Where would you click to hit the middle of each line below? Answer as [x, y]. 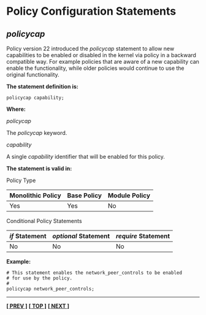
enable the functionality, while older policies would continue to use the [95, 68]
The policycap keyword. [37, 133]
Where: [16, 109]
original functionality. [33, 74]
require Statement [143, 236]
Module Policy [129, 195]
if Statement [28, 236]
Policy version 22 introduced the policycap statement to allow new [90, 48]
